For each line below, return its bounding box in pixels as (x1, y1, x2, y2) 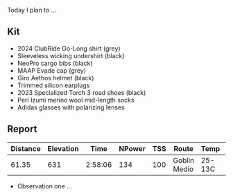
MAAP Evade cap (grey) (17, 66, 87, 75)
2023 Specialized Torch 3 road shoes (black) (17, 88, 146, 96)
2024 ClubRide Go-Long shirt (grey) (17, 44, 121, 53)
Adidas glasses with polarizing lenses (17, 103, 125, 112)
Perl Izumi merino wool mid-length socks (17, 96, 135, 104)
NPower (119, 143, 146, 153)
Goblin (173, 155, 194, 165)
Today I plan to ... (7, 6, 57, 14)
